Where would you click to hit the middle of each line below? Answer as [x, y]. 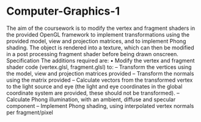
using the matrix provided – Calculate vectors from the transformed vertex [100, 80]
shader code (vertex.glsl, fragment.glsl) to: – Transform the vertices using [99, 67]
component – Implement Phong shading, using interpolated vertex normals [100, 106]
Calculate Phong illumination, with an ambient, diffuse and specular [91, 99]
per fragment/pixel [30, 112]
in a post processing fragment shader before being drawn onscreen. [93, 54]
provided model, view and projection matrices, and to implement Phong [96, 41]
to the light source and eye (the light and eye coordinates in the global [94, 86]
